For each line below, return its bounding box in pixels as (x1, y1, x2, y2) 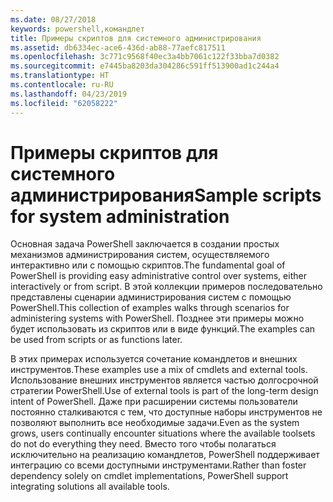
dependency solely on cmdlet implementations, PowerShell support (10, 470, 289, 482)
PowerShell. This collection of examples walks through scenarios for (10, 302, 290, 314)
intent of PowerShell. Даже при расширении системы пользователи (10, 396, 298, 408)
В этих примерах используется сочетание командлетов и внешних (10, 353, 298, 365)
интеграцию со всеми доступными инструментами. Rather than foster (10, 459, 307, 471)
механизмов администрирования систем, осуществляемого (10, 249, 270, 261)
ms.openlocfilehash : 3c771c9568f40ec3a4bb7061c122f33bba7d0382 (10, 52, 280, 62)
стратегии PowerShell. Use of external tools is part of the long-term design (10, 385, 319, 397)
